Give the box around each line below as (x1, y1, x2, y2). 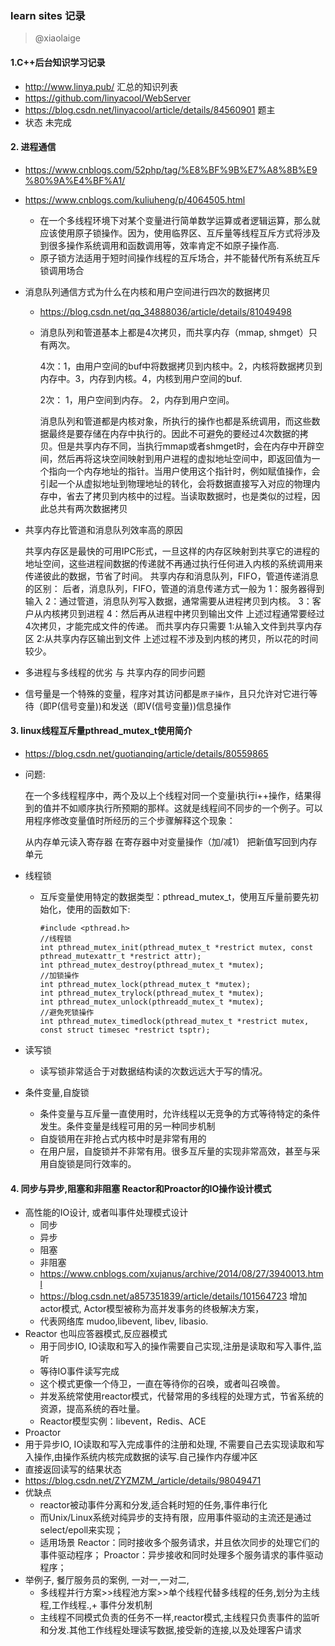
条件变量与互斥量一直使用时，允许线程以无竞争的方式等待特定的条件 (39, 1107, 321, 1119)
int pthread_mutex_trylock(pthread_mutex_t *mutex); (39, 988, 265, 998)
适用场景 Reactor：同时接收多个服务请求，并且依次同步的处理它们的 (39, 1537, 320, 1549)
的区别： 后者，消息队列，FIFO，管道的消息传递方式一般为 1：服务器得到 (24, 582, 325, 594)
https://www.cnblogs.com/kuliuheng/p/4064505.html (24, 193, 246, 206)
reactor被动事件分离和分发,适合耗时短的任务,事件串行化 (39, 1499, 268, 1511)
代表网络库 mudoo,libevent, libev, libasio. (39, 1315, 209, 1327)
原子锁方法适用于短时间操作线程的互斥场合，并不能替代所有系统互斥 (39, 252, 321, 264)
